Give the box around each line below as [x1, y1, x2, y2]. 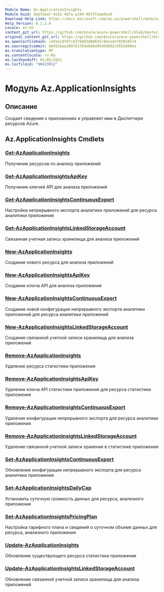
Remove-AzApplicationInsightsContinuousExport [5, 404, 125, 411]
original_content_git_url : [5, 35, 60, 40]
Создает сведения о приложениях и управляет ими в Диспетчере [5, 116, 143, 122]
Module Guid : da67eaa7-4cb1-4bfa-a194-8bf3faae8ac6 [5, 12, 112, 17]
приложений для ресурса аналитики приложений [5, 311, 109, 317]
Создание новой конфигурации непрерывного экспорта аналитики [5, 306, 145, 312]
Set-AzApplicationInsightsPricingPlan [5, 513, 98, 520]
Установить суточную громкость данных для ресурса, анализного [5, 495, 144, 501]
